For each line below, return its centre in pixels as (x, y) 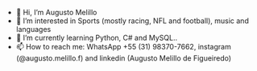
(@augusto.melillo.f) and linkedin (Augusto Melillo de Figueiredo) (124, 58)
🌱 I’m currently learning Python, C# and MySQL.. (97, 37)
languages (33, 29)
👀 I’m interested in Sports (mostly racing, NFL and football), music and (133, 21)
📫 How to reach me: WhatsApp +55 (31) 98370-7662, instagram (123, 47)
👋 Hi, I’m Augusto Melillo (56, 12)
